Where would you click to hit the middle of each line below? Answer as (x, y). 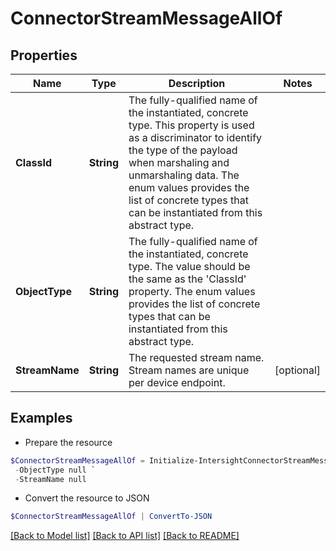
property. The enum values (192, 291)
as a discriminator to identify (195, 137)
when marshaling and (179, 162)
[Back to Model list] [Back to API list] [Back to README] (125, 536)
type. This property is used (191, 125)
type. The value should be (189, 266)
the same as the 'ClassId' (187, 279)
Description (197, 83)
